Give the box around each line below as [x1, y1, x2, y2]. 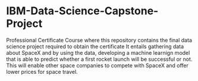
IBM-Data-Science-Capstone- [6, 4, 159, 18]
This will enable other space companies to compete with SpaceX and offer [6, 61, 189, 69]
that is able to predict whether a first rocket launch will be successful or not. [6, 55, 193, 63]
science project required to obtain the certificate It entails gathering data [6, 43, 184, 50]
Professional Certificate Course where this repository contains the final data [6, 36, 192, 43]
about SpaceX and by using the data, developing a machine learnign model [6, 49, 190, 56]
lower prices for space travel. [6, 68, 78, 75]
